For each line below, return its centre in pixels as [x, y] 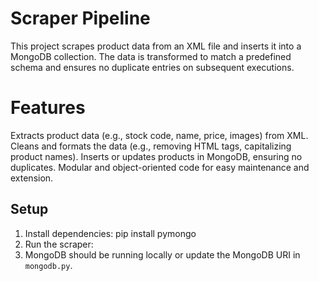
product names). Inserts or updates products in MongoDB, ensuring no [156, 156]
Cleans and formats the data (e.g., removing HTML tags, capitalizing [151, 146]
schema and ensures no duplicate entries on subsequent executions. [152, 67]
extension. [32, 178]
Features [48, 108]
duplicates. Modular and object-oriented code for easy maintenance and [160, 167]
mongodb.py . [48, 265]
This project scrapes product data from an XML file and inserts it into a [156, 46]
